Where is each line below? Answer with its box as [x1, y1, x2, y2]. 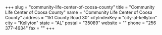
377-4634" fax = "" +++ [5, 25, 55, 31]
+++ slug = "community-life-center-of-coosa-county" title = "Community [5, 4, 155, 10]
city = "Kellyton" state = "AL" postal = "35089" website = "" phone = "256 [5, 20, 156, 26]
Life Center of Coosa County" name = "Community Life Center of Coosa [5, 9, 153, 15]
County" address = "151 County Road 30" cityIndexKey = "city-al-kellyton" [5, 15, 158, 20]
